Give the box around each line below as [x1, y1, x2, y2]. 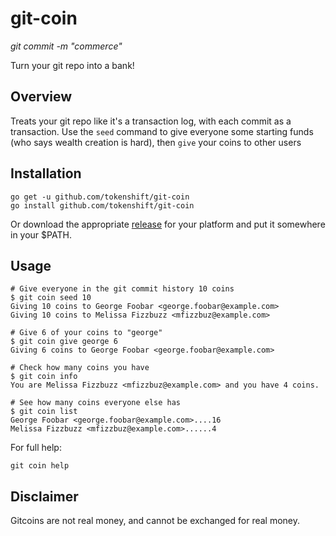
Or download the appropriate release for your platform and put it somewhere [10, 218, 326, 230]
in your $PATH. [10, 228, 72, 241]
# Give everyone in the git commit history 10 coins [10, 284, 235, 294]
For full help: [10, 442, 62, 454]
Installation [10, 165, 82, 182]
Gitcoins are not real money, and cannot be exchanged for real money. [10, 515, 301, 527]
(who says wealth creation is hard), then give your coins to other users [10, 136, 302, 148]
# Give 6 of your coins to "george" [10, 328, 163, 338]
